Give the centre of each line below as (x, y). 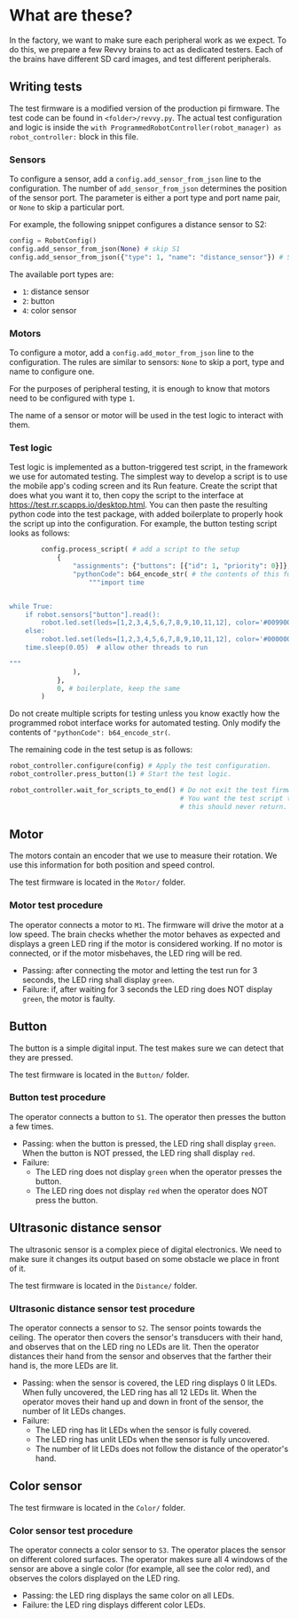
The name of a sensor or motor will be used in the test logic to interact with (146, 415)
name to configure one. (52, 371)
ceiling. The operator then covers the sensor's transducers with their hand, (146, 1337)
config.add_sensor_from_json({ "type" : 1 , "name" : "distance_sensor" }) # (146, 257)
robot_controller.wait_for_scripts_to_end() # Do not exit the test (138, 790)
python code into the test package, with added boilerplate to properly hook (146, 514)
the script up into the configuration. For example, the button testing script (143, 524)
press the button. (67, 1200)
